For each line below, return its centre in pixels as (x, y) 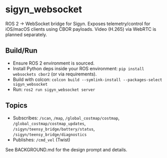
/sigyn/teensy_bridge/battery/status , (54, 129)
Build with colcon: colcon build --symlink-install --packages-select (88, 79)
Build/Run (21, 51)
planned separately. (26, 34)
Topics (16, 105)
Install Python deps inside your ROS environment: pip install (78, 68)
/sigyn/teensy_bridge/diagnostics (50, 134)
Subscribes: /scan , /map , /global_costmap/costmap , (66, 118)
